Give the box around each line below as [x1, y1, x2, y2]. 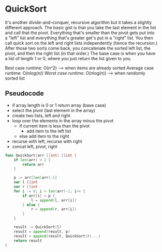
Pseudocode [5, 89, 44, 98]
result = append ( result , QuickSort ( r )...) [14, 234, 101, 238]
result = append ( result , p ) [14, 229, 70, 234]
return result [14, 238, 42, 243]
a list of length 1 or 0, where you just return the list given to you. [5, 55, 132, 61]
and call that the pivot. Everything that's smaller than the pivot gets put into [5, 30, 155, 35]
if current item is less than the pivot [19, 123, 90, 129]
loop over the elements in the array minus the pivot [12, 118, 114, 123]
